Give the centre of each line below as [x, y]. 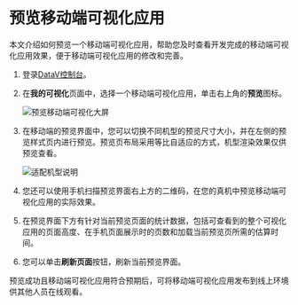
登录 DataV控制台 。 [56, 74]
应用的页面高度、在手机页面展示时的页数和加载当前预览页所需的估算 [146, 231]
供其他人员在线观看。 [48, 291]
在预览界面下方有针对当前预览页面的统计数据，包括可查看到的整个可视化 [154, 220]
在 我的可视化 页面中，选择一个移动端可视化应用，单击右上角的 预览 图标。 [154, 93]
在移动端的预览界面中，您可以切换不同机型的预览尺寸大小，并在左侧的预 [154, 130]
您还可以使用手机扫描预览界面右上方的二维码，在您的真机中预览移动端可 [154, 191]
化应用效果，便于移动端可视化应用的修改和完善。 [98, 55]
